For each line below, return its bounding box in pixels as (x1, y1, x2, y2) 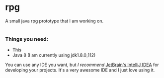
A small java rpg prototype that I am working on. (5, 18, 103, 24)
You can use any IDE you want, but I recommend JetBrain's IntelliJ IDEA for (5, 62, 159, 68)
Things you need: (5, 35, 49, 42)
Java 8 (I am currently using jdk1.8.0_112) (12, 52, 96, 58)
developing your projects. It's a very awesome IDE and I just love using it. (5, 67, 155, 73)
